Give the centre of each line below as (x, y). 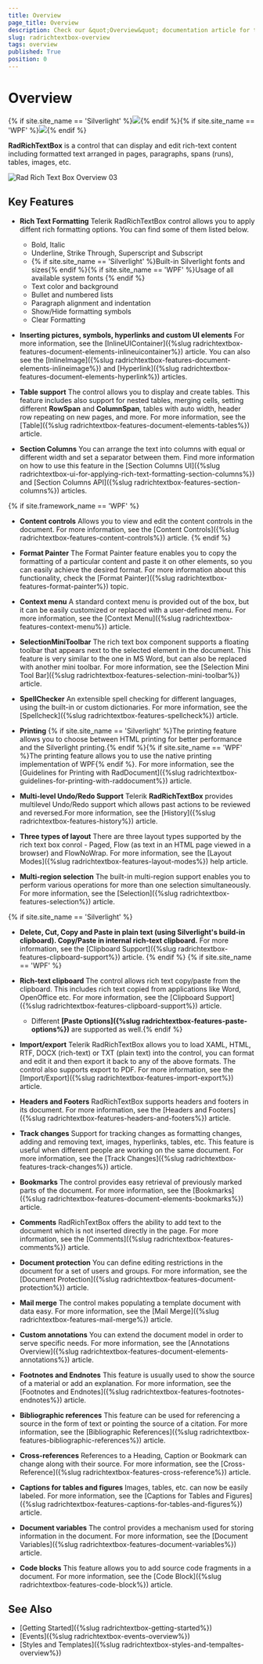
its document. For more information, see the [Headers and (113, 1109)
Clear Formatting (58, 320)
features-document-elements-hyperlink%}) (90, 376)
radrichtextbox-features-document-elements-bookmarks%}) (146, 1198)
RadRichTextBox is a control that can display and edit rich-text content (122, 145)
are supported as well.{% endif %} (127, 1029)
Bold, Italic (48, 244)
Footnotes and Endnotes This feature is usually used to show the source (137, 1375)
